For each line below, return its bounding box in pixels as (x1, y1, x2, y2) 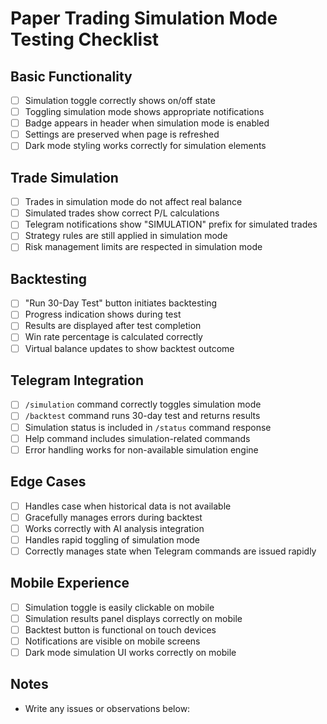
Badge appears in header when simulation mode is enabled (24, 117, 270, 129)
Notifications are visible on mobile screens (24, 635, 201, 647)
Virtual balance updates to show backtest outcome (24, 342, 235, 354)
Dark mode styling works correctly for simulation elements (24, 140, 267, 152)
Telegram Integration (10, 372, 144, 389)
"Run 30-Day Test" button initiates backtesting (24, 297, 218, 309)
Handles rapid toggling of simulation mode (24, 533, 201, 546)
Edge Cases (10, 473, 87, 491)
